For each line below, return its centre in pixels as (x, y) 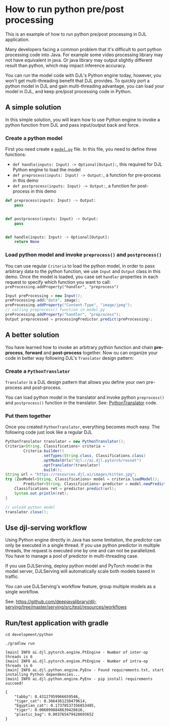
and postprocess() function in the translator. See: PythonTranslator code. (81, 403)
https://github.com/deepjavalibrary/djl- (56, 602)
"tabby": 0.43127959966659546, (47, 697)
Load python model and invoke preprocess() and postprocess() (83, 255)
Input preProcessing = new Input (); (44, 296)
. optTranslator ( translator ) (71, 465)
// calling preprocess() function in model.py (55, 310)
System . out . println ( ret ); (42, 493)
